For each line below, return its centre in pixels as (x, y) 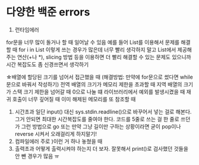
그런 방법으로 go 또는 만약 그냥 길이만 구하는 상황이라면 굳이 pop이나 (101, 126)
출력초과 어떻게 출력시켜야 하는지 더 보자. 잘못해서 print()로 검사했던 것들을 (102, 148)
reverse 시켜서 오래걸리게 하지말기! (56, 134)
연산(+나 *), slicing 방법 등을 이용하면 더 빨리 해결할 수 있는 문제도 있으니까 (104, 57)
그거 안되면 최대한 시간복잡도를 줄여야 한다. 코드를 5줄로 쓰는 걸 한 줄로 (97, 119)
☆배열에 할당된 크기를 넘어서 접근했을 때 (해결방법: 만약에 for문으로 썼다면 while (99, 77)
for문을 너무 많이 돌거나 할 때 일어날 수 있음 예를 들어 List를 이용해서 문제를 (93, 42)
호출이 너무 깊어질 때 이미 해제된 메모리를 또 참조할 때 (74, 99)
